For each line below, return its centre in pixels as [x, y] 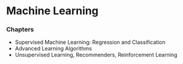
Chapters [20, 30]
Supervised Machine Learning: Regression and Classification [90, 42]
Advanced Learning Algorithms [53, 49]
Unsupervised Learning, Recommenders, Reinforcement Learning [96, 55]
